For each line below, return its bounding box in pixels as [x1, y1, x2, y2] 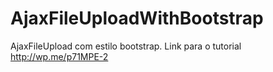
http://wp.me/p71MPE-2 [10, 50, 109, 62]
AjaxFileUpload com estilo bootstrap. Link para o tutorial [10, 40, 242, 52]
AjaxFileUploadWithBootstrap [10, 7, 264, 30]
